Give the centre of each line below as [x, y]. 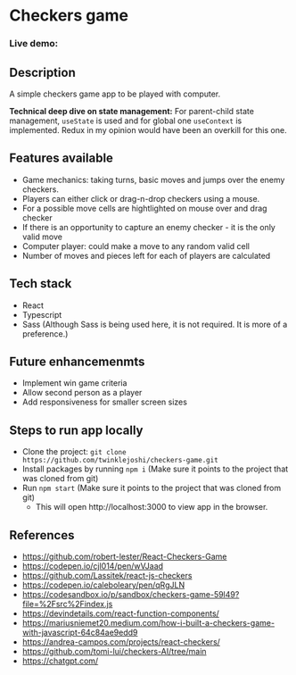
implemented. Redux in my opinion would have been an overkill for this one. [148, 129]
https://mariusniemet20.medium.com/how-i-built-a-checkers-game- [148, 622]
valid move [42, 237]
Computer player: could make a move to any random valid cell [136, 246]
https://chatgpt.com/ [60, 661]
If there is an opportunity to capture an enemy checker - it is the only [149, 227]
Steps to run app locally [76, 430]
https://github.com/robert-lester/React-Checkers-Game [124, 556]
